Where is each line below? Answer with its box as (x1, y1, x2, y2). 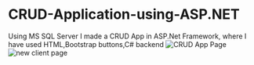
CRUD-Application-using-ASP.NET (8, 5, 241, 23)
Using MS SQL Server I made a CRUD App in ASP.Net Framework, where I (8, 31, 247, 41)
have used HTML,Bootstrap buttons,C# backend (8, 39, 165, 49)
